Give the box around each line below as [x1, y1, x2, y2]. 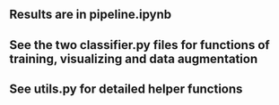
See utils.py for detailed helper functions [9, 82, 243, 97]
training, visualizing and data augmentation [9, 51, 258, 66]
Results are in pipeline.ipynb [9, 7, 172, 22]
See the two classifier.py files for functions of [9, 37, 271, 52]
